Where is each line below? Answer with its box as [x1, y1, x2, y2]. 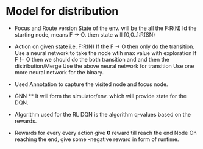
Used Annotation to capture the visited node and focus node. [14, 81, 168, 88]
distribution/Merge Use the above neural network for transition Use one [14, 62, 194, 70]
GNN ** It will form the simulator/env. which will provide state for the [14, 92, 187, 100]
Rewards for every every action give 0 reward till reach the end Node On [14, 129, 197, 136]
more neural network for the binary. [14, 68, 104, 76]
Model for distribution [5, 4, 119, 18]
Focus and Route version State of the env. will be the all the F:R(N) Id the [14, 24, 197, 32]
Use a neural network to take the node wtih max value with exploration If [14, 49, 197, 56]
